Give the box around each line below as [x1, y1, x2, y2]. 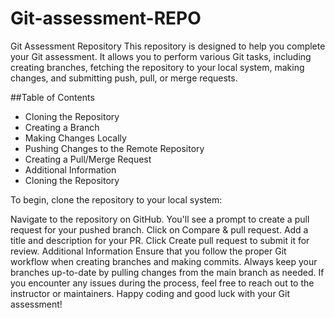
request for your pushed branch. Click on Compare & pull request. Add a [10, 223, 309, 236]
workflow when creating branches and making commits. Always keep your [10, 255, 318, 267]
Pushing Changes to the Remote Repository [24, 142, 205, 154]
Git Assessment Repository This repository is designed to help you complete [10, 40, 326, 52]
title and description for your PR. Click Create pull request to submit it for [10, 234, 310, 246]
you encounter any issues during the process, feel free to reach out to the [10, 277, 315, 289]
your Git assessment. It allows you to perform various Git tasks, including [10, 50, 312, 62]
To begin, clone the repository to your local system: [10, 193, 223, 206]
